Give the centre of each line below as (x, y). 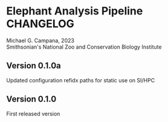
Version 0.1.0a (34, 66)
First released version (33, 114)
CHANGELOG (40, 24)
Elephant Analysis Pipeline (75, 11)
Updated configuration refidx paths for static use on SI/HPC (81, 80)
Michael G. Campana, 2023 (40, 40)
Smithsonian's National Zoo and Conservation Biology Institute (84, 47)
